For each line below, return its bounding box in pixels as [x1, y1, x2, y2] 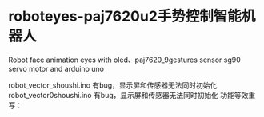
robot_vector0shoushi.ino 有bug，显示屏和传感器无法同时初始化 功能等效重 [8, 90, 256, 99]
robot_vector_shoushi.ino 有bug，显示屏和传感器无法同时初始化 [8, 80, 218, 90]
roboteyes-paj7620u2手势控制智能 [8, 7, 242, 25]
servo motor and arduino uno [8, 64, 105, 73]
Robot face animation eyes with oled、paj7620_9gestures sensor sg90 [8, 55, 242, 64]
